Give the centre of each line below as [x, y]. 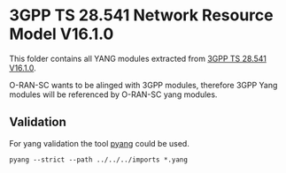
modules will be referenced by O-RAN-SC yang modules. [113, 94]
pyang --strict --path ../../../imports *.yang [99, 160]
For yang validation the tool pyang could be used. [100, 143]
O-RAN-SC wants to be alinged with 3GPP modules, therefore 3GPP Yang [143, 85]
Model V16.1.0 [62, 34]
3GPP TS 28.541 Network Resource [141, 15]
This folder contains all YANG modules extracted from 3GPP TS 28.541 [138, 58]
